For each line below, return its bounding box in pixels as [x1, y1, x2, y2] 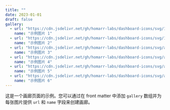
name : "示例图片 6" [14, 78, 52, 83]
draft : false [5, 17, 33, 22]
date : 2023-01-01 [5, 12, 42, 17]
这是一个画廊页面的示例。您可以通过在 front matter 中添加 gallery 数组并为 [5, 92, 162, 99]
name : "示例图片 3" [14, 50, 52, 55]
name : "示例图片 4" [14, 59, 52, 64]
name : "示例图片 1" [14, 31, 52, 36]
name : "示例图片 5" [14, 69, 52, 74]
